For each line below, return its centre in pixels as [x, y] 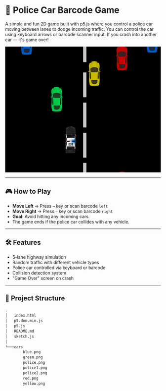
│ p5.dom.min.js [24, 321]
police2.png [35, 373]
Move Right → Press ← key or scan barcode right [62, 211]
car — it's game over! [27, 40]
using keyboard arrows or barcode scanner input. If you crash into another [81, 34]
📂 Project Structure [35, 298]
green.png [33, 357]
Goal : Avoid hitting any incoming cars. [51, 216]
